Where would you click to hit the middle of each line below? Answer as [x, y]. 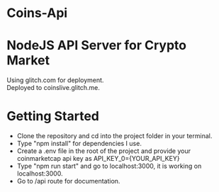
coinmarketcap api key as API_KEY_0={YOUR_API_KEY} [98, 159]
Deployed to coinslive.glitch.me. [53, 88]
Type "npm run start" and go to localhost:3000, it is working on [109, 166]
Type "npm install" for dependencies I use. [79, 144]
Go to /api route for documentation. [68, 181]
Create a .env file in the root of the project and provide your [103, 151]
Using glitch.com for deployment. [55, 80]
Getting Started [53, 117]
